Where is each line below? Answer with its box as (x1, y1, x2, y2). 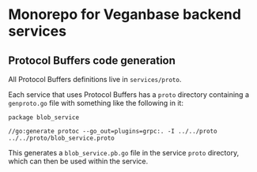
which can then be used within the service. (8, 156, 149, 166)
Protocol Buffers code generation (8, 54, 176, 67)
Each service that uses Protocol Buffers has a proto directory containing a (8, 90, 250, 99)
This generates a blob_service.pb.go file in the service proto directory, (8, 148, 240, 157)
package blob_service (8, 114, 80, 122)
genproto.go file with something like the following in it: (8, 99, 184, 107)
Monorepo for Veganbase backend (8, 6, 241, 24)
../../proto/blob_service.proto (8, 134, 115, 142)
